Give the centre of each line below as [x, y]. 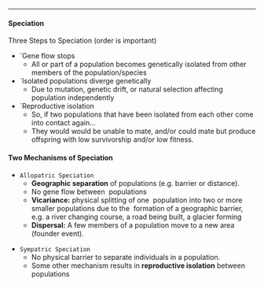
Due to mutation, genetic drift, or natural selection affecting [127, 89]
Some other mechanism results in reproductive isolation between [138, 266]
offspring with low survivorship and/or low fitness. [112, 139]
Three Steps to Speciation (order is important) [82, 41]
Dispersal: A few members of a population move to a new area [133, 225]
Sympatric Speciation [55, 250]
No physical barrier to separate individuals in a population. [126, 258]
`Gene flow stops [47, 56]
